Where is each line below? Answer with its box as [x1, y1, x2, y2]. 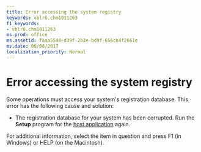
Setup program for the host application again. [15, 120, 131, 127]
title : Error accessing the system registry [6, 9, 122, 15]
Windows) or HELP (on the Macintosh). [6, 139, 104, 146]
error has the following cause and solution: [6, 102, 114, 109]
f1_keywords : [6, 20, 40, 26]
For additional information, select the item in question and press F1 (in [6, 132, 181, 140]
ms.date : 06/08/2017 [6, 44, 59, 50]
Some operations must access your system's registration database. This [6, 96, 188, 103]
